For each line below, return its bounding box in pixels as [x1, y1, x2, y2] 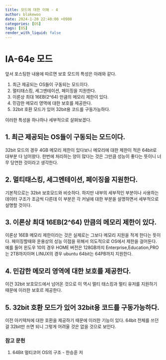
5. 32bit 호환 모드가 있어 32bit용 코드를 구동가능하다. [5, 303, 160, 312]
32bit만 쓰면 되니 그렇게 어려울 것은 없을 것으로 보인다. [10, 324, 116, 329]
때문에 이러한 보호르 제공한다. [5, 287, 63, 293]
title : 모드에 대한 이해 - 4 [5, 7, 58, 12]
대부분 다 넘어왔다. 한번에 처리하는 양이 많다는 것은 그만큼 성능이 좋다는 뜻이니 [5, 153, 157, 159]
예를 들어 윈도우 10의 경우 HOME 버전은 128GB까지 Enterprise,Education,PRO [5, 244, 159, 250]
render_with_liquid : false [5, 30, 61, 35]
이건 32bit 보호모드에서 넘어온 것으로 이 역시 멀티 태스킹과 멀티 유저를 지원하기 [5, 281, 158, 287]
